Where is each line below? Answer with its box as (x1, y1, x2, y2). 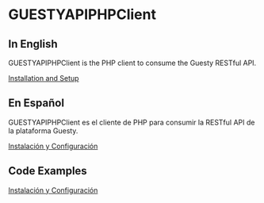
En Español (8, 97, 65, 110)
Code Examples (8, 164, 87, 178)
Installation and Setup (8, 74, 79, 82)
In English (8, 37, 58, 51)
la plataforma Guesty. (8, 125, 78, 136)
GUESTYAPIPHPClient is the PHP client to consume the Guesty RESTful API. (8, 58, 257, 67)
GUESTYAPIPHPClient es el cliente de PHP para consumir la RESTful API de (8, 117, 255, 127)
